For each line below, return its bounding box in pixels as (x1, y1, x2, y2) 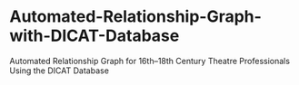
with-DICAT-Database (9, 25, 180, 46)
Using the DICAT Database (9, 65, 109, 76)
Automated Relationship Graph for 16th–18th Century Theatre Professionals (9, 55, 291, 66)
